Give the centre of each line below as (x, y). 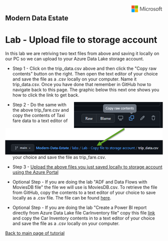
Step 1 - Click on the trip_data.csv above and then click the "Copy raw (84, 68)
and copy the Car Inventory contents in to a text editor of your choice (83, 218)
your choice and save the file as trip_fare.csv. (59, 157)
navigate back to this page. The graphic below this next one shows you (86, 90)
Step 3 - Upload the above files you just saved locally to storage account (87, 166)
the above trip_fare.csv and (40, 110)
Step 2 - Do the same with (39, 105)
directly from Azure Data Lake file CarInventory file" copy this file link (83, 212)
